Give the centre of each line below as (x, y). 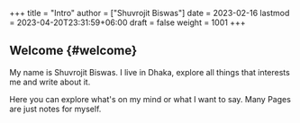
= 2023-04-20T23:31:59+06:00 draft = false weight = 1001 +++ (127, 22)
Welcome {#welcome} (73, 51)
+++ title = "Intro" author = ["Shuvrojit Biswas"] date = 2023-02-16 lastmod (150, 13)
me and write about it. (50, 82)
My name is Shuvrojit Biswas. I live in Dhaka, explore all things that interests (150, 72)
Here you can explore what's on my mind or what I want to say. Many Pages (150, 99)
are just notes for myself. (55, 109)
